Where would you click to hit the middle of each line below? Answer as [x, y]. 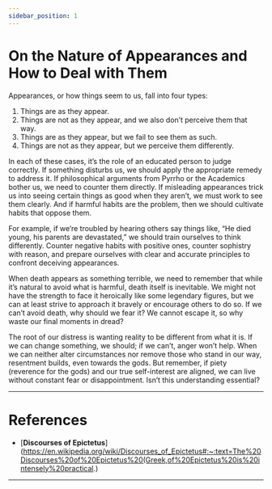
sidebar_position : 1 [43, 16]
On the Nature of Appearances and [128, 55]
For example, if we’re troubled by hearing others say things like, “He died [130, 228]
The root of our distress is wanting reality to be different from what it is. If [131, 337]
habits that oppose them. [50, 213]
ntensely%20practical [57, 468]
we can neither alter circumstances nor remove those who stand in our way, [135, 354]
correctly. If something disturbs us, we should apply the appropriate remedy [135, 170]
